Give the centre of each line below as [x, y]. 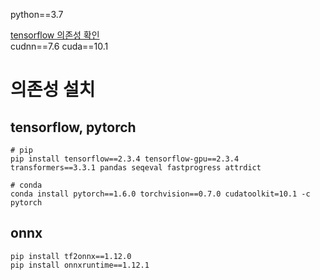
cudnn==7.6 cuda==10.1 [59, 46]
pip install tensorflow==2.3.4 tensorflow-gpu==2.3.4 [125, 159]
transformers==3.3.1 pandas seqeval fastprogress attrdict [136, 168]
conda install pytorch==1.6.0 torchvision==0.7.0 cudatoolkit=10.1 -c [160, 194]
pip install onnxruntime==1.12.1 [80, 265]
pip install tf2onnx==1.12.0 [71, 256]
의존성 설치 [53, 90]
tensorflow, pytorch [73, 127]
